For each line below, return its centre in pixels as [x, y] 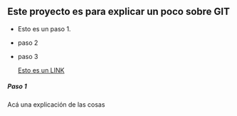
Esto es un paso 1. [44, 28]
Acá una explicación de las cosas [56, 104]
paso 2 [28, 43]
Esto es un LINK [41, 70]
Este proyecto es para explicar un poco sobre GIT [118, 12]
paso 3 [28, 56]
